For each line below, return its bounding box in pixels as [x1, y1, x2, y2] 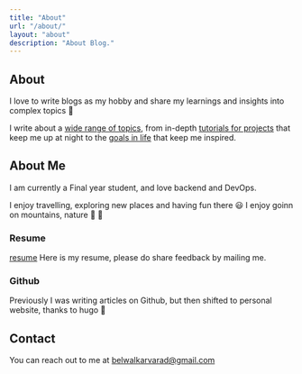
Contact [9, 331, 56, 346]
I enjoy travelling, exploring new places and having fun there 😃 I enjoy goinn [9, 199, 294, 210]
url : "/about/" [9, 22, 67, 31]
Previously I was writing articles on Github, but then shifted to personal [9, 295, 272, 306]
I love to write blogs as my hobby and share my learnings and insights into [9, 96, 285, 106]
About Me [9, 159, 66, 174]
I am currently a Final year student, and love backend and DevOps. [9, 182, 257, 193]
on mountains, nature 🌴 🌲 [9, 209, 104, 220]
